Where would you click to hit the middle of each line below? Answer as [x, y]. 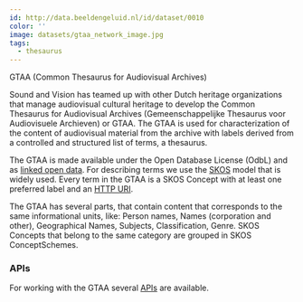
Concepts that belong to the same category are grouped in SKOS [130, 235]
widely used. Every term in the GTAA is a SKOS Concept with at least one [146, 179]
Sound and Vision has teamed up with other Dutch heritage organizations [146, 95]
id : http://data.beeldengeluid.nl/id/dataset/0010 [107, 18]
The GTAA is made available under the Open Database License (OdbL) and [148, 160]
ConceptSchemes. [44, 245]
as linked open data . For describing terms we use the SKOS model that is [145, 170]
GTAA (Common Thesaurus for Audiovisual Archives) [109, 77]
